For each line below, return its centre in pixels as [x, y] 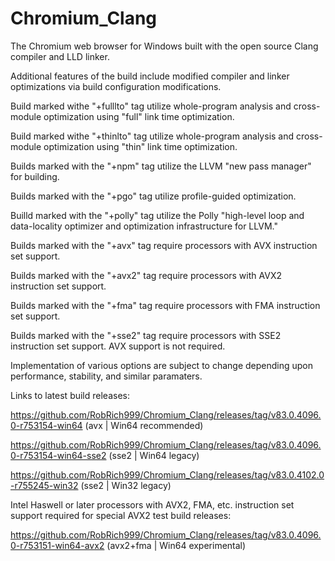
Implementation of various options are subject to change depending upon [162, 365]
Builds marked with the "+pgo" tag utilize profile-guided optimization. [153, 196]
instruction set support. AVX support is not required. [118, 346]
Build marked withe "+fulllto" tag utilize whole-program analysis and [151, 106]
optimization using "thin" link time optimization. [140, 146]
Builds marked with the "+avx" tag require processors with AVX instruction [164, 245]
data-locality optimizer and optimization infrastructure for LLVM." [144, 226]
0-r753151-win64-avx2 [57, 545]
